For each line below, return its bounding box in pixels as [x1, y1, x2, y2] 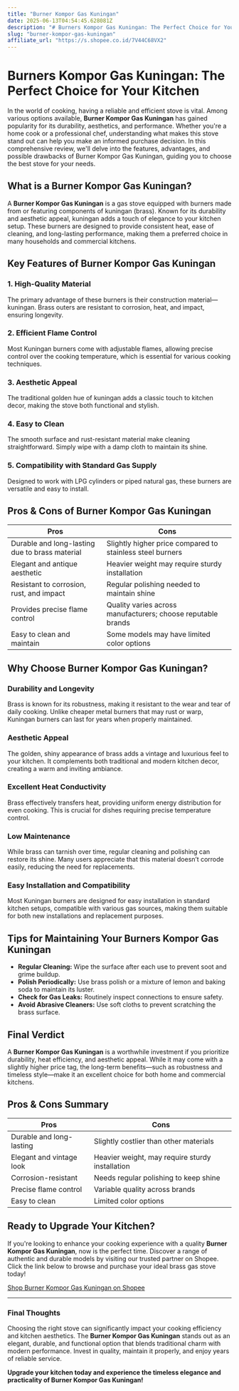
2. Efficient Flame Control [7, 328, 97, 338]
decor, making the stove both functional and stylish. [7, 401, 159, 410]
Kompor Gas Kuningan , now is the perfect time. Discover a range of [7, 1246, 208, 1255]
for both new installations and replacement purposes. [7, 912, 164, 920]
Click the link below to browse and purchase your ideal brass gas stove [7, 1262, 216, 1270]
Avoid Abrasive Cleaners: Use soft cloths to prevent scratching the [17, 1000, 216, 1009]
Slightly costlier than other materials [93, 1136, 215, 1146]
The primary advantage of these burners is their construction [7, 295, 187, 304]
